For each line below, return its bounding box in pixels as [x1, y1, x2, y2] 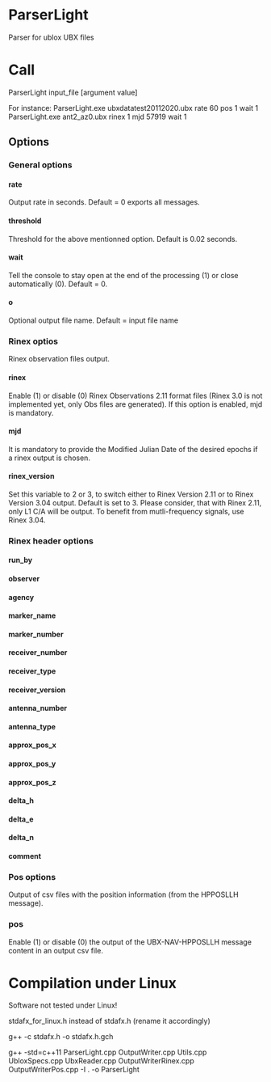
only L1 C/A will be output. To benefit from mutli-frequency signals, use [8, 506, 244, 516]
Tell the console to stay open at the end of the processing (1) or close [8, 270, 239, 280]
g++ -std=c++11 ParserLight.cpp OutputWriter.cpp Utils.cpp [8, 1047, 207, 1057]
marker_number [8, 629, 64, 639]
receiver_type [8, 666, 56, 676]
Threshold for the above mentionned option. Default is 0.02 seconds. [8, 234, 238, 243]
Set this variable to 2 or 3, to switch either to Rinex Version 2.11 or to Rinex [8, 489, 254, 499]
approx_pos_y [8, 759, 56, 768]
